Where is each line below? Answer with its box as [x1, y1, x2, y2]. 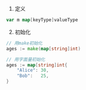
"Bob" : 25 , [17, 73, 49, 79]
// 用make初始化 [6, 40, 43, 46]
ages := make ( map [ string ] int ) [6, 46, 81, 52]
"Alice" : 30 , [17, 67, 49, 73]
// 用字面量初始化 [6, 56, 46, 62]
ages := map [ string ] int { [6, 62, 68, 68]
